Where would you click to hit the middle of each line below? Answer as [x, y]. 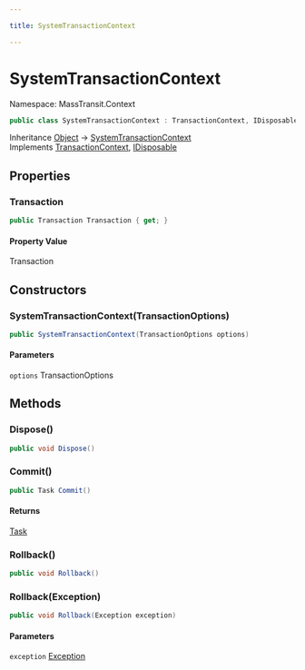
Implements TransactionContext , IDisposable [93, 147]
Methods [35, 404]
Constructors [48, 290]
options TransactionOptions [61, 375]
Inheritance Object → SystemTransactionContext [101, 138]
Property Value [39, 241]
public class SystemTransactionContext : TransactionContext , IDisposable [154, 120]
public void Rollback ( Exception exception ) [93, 616]
